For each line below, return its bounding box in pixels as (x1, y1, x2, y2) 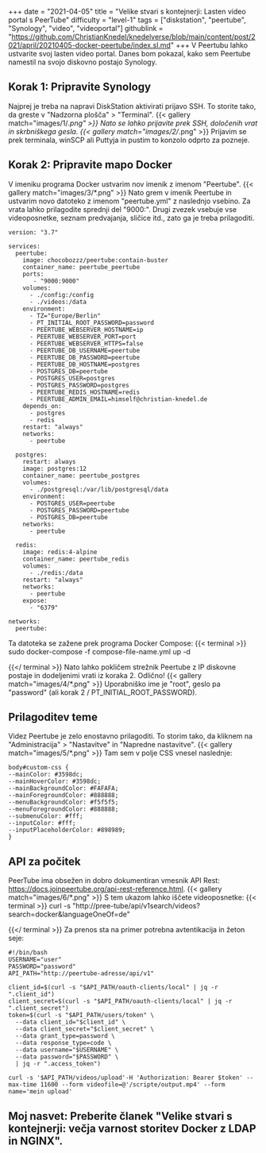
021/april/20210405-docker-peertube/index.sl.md (8, 40, 171, 50)
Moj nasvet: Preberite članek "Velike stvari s (8, 1109, 233, 1123)
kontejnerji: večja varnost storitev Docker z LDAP (8, 1121, 256, 1135)
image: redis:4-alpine (22, 548, 98, 556)
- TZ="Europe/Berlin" (29, 311, 102, 320)
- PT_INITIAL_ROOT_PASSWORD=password (29, 318, 155, 326)
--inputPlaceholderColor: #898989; (8, 826, 126, 835)
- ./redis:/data (29, 569, 83, 576)
